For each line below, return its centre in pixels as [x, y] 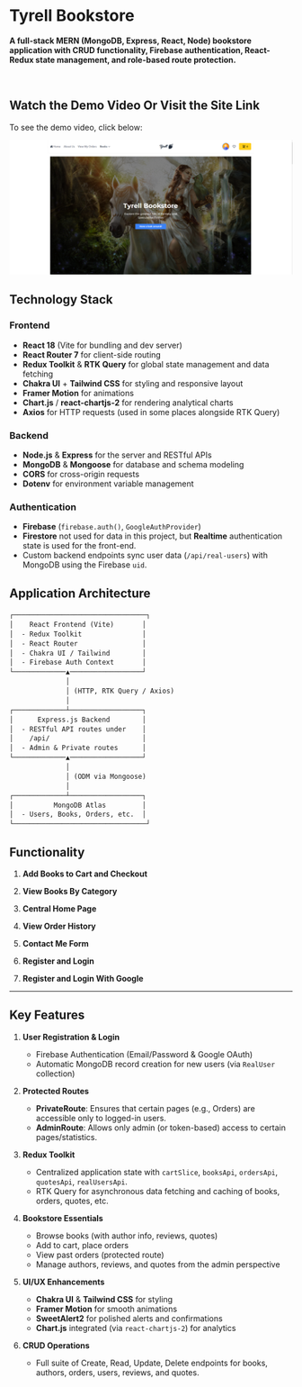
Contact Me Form [56, 943]
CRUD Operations [56, 1345]
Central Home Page [59, 908]
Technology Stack [61, 299]
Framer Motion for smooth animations [107, 1309]
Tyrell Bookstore [72, 16]
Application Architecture [80, 593]
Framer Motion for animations [78, 393]
